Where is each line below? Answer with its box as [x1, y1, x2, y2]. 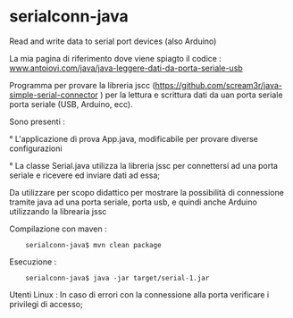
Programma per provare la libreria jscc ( [9, 79, 156, 90]
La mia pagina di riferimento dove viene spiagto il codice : [9, 53, 222, 63]
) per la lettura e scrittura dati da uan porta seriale [99, 89, 283, 100]
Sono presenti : [9, 116, 65, 127]
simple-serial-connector [9, 89, 98, 100]
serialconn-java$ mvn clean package [25, 240, 163, 249]
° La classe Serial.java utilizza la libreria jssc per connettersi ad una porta [9, 160, 279, 171]
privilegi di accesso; [9, 298, 83, 309]
